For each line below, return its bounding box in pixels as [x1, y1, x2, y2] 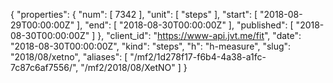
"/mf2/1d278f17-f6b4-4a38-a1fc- [129, 51, 267, 63]
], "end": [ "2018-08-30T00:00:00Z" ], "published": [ [76, 19, 294, 31]
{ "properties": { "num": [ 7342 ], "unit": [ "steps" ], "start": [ [10, 9, 258, 20]
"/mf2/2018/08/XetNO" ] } [80, 62, 188, 73]
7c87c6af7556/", [10, 62, 79, 73]
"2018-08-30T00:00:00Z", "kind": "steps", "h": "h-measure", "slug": [10, 40, 292, 52]
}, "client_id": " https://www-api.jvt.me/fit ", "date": [97, 30, 302, 41]
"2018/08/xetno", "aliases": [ [10, 51, 128, 63]
